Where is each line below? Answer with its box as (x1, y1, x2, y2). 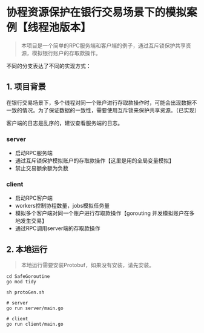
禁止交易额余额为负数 (15, 165, 68, 172)
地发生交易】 (15, 217, 47, 225)
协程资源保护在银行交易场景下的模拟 (6, 5, 187, 19)
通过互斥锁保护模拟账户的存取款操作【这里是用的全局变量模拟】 (15, 157, 174, 164)
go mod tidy (6, 279, 36, 285)
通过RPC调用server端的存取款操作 (15, 225, 101, 232)
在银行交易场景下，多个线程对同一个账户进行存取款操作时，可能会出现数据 (6, 99, 192, 106)
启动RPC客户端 (15, 194, 53, 202)
